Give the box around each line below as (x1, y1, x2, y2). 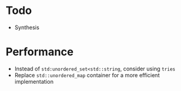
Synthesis (14, 24, 40, 31)
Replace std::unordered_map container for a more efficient (14, 71, 160, 79)
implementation (14, 78, 54, 85)
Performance (5, 45, 74, 59)
